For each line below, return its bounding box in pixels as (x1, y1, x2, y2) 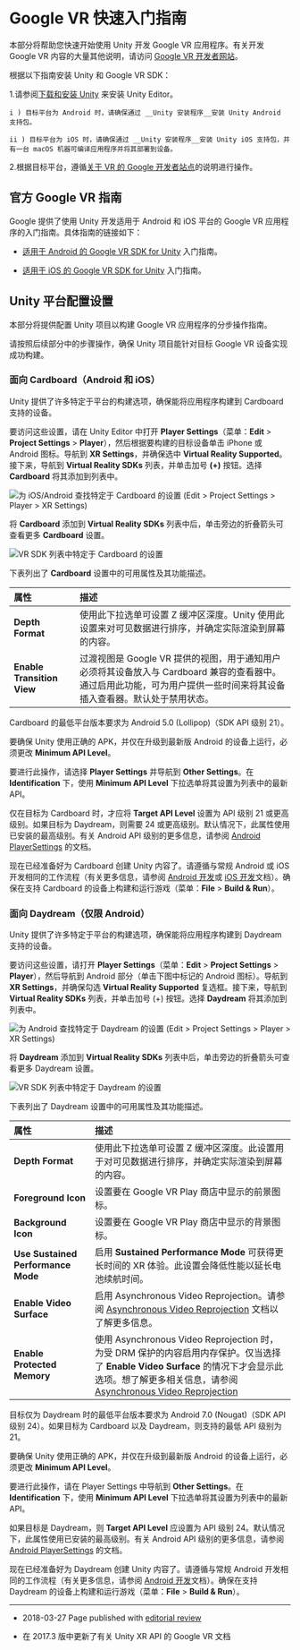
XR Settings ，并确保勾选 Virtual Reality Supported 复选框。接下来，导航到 (9, 982, 287, 993)
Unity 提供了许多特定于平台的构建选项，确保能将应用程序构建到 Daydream (9, 929, 283, 940)
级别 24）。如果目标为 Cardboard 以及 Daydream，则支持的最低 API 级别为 (9, 1421, 283, 1432)
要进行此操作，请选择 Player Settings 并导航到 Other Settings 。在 (9, 766, 254, 777)
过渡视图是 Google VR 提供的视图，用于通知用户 (79, 652, 281, 664)
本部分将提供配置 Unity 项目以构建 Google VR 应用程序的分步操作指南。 (9, 319, 272, 329)
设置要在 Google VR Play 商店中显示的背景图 (95, 1216, 281, 1228)
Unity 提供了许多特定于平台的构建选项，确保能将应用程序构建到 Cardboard (9, 396, 284, 406)
